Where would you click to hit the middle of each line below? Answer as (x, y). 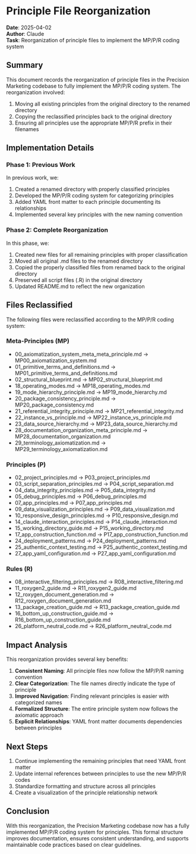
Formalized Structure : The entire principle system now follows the (96, 709)
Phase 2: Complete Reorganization (57, 230)
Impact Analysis (37, 645)
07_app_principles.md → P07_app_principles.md (73, 503)
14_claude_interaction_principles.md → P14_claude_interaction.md (96, 522)
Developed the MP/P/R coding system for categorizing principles (94, 195)
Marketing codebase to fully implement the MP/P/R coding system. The (94, 86)
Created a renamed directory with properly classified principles (92, 190)
